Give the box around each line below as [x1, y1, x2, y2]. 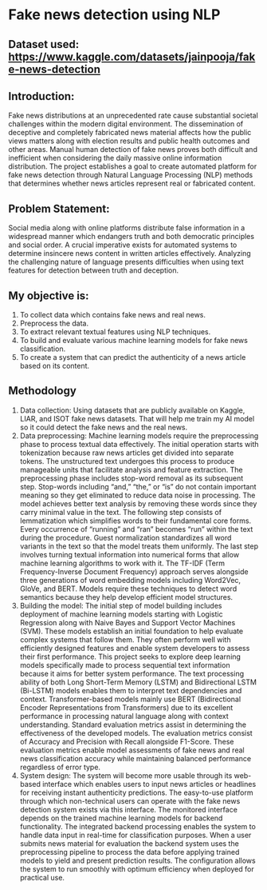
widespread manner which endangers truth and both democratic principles [8, 232, 255, 241]
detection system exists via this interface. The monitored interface [19, 804, 238, 814]
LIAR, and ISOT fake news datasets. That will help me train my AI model [19, 413, 255, 423]
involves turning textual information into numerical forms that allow [19, 549, 240, 559]
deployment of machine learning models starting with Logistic [19, 609, 223, 619]
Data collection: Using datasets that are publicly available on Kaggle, [19, 405, 245, 415]
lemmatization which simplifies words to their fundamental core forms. [19, 516, 252, 525]
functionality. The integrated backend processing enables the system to [19, 821, 257, 831]
